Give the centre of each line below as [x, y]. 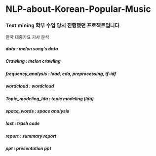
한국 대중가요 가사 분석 [27, 37]
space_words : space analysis [38, 111]
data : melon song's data [32, 49]
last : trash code [23, 123]
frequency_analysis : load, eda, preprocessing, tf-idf [61, 74]
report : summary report [31, 136]
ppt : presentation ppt [28, 149]
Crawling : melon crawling [33, 61]
